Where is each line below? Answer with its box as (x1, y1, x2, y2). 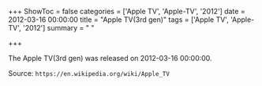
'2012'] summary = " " (22, 23, 95, 32)
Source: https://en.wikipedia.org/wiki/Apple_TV (8, 69, 170, 77)
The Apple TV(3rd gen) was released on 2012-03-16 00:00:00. (8, 54, 212, 63)
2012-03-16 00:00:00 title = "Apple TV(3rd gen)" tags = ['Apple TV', (8, 15, 229, 24)
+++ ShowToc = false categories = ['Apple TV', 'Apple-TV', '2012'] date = (8, 7, 246, 16)
